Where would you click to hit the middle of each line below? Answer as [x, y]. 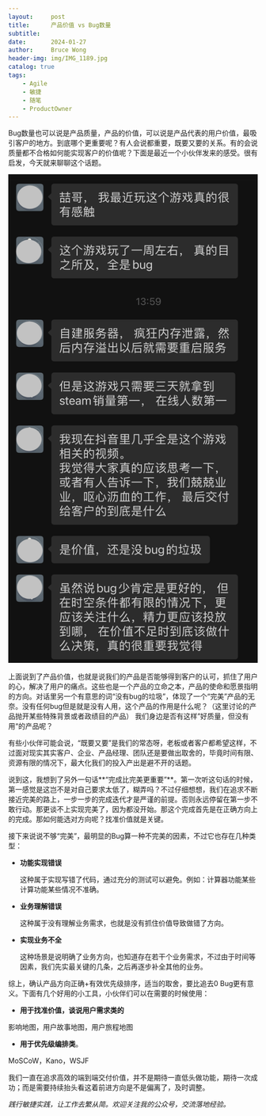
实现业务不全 [40, 940]
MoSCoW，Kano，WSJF [49, 1061]
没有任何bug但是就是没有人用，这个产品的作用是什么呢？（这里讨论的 [136, 707]
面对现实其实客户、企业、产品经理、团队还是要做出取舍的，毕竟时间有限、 [136, 753]
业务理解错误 [40, 906]
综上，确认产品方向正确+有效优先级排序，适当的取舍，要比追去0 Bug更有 [128, 984]
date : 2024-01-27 [47, 42]
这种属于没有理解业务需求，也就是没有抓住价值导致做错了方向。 [123, 924]
